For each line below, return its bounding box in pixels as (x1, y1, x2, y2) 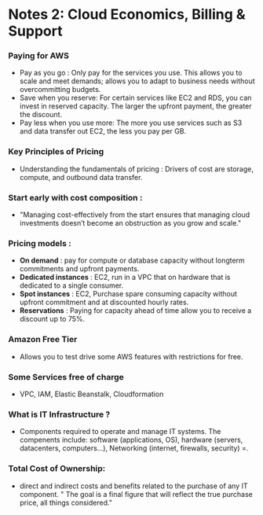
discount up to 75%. (19, 315, 86, 324)
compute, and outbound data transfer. (19, 172, 143, 182)
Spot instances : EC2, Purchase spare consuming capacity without (19, 289, 238, 299)
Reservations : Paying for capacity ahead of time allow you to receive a (19, 306, 252, 315)
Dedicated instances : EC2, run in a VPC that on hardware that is (19, 273, 231, 282)
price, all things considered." (19, 498, 112, 507)
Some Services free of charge (8, 371, 124, 382)
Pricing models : (8, 238, 72, 248)
